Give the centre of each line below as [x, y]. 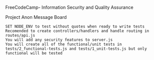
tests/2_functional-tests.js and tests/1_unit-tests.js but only [76, 49]
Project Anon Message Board [36, 17]
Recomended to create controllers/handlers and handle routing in [77, 31]
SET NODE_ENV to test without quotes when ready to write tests [75, 26]
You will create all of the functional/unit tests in [64, 44]
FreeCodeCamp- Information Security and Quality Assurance [69, 7]
